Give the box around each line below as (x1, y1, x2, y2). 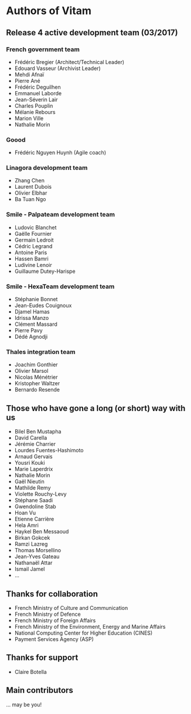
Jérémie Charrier (14, 441, 56, 448)
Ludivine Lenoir (14, 261, 52, 268)
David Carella (14, 434, 47, 442)
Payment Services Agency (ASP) (14, 635, 94, 642)
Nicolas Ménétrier (14, 373, 58, 381)
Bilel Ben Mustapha (14, 428, 62, 435)
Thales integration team (6, 348, 76, 356)
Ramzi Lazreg (14, 540, 48, 548)
